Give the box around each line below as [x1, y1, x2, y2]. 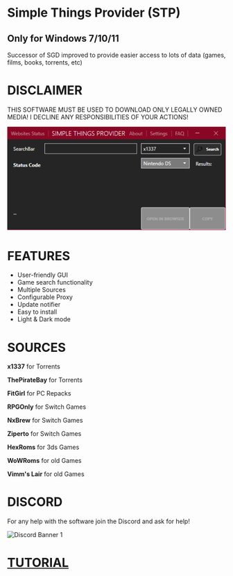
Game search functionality [17, 278, 93, 287]
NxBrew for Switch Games [7, 416, 83, 425]
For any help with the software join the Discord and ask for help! [7, 517, 191, 525]
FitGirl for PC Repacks [7, 389, 71, 398]
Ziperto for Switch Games [7, 430, 82, 438]
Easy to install [17, 307, 58, 316]
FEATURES [7, 248, 71, 264]
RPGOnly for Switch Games [7, 403, 87, 411]
